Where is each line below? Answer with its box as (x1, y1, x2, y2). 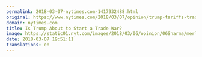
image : (6, 31, 23, 37)
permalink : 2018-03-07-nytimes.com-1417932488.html (6, 8, 138, 15)
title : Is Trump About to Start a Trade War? (6, 25, 122, 31)
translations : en (6, 42, 50, 48)
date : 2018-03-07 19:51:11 (6, 36, 74, 42)
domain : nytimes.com (6, 20, 58, 26)
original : (6, 14, 31, 20)
